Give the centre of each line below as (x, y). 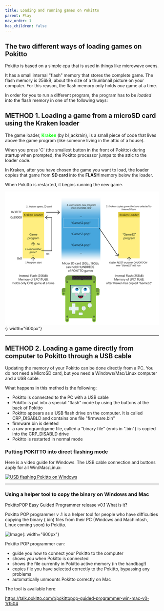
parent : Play (18, 15)
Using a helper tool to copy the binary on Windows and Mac (77, 494)
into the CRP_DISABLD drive (41, 434)
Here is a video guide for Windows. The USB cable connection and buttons (81, 463)
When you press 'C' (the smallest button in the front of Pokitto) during (75, 150)
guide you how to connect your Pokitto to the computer (68, 553)
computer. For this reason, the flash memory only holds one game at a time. (81, 86)
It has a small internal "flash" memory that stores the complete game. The (79, 75)
